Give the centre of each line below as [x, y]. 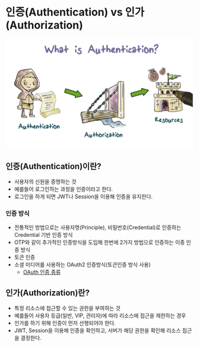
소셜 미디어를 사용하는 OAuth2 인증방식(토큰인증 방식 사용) [82, 265]
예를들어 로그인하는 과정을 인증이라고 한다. [64, 189]
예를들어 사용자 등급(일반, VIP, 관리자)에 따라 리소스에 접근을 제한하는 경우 [100, 315]
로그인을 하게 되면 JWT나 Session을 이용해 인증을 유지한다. [83, 196]
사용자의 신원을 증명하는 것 [45, 182]
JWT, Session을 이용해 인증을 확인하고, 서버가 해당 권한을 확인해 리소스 [97, 330]
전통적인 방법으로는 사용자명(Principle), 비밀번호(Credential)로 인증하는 [98, 227]
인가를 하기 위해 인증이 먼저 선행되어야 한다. [65, 323]
